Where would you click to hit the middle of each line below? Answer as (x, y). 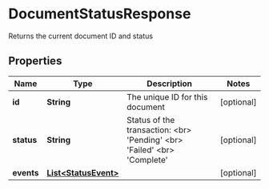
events (26, 172)
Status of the (151, 120)
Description (170, 83)
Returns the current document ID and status (81, 36)
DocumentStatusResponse (100, 14)
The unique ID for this (167, 96)
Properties (35, 61)
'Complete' (147, 159)
